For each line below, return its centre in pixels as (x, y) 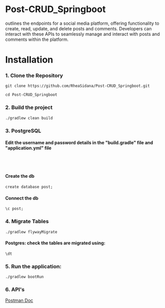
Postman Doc (19, 300)
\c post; (14, 209)
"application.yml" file (29, 148)
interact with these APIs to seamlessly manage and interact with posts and (82, 34)
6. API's (15, 289)
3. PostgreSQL (23, 131)
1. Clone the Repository (34, 76)
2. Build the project (29, 108)
